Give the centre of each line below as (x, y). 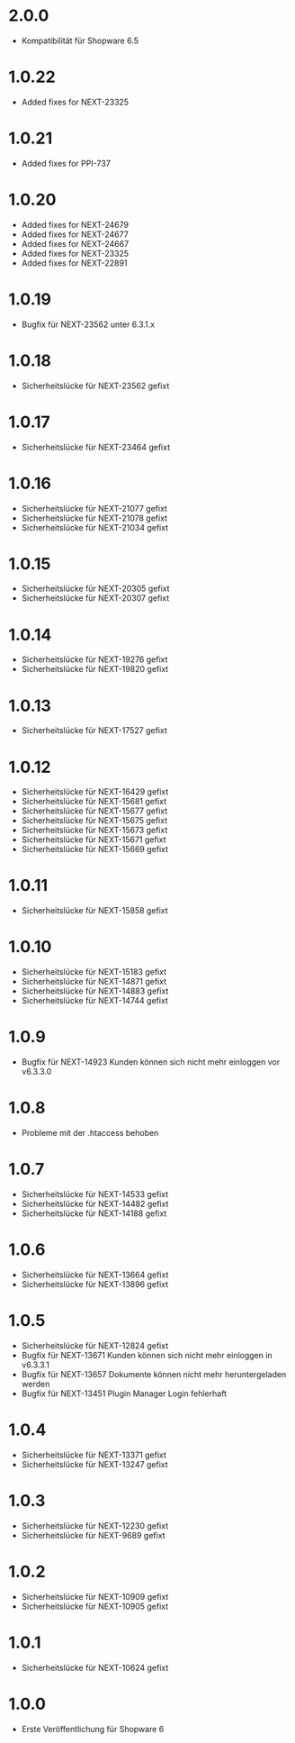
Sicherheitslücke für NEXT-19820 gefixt (95, 669)
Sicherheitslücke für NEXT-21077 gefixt (94, 508)
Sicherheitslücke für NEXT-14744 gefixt (94, 1001)
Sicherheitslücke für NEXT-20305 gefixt (95, 589)
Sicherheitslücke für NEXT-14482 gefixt (95, 1203)
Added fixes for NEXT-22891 (74, 263)
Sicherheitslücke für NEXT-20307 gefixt (95, 598)
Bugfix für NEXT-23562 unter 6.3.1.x (88, 324)
